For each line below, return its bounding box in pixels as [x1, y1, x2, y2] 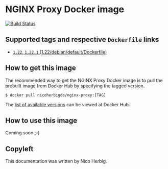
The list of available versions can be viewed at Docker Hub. [5, 101, 130, 108]
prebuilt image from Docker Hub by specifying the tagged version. [5, 83, 145, 89]
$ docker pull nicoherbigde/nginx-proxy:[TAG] [5, 92, 106, 98]
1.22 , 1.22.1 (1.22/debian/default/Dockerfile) [12, 49, 107, 55]
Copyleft [5, 144, 34, 153]
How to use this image [5, 116, 78, 125]
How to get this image [5, 64, 76, 73]
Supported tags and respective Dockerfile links [5, 35, 159, 44]
